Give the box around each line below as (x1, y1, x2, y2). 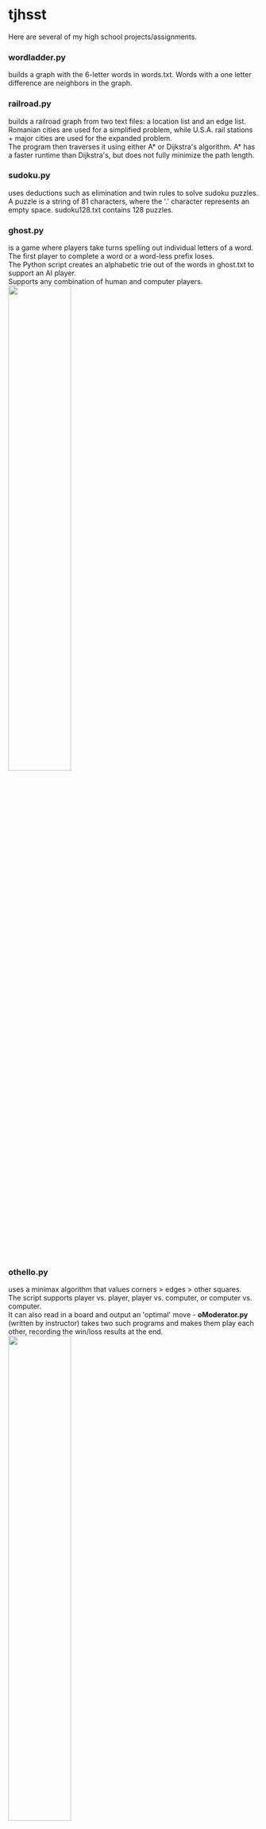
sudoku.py (8, 170, 51, 181)
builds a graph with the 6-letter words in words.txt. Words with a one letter (8, 70, 252, 80)
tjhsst (8, 6, 48, 24)
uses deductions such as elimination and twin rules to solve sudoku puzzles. (8, 188, 259, 197)
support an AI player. (8, 268, 77, 278)
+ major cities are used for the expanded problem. (8, 133, 172, 142)
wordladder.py (8, 52, 66, 63)
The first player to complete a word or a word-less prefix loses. (8, 252, 214, 261)
